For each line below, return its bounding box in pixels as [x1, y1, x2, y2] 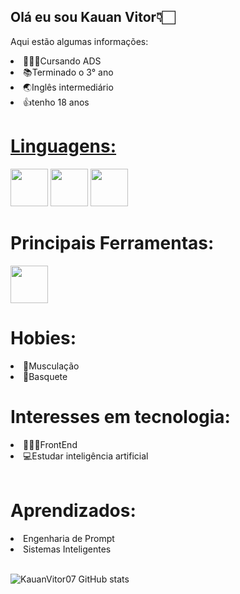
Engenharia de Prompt [23, 532, 115, 544]
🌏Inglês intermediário [23, 81, 114, 93]
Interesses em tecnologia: [10, 405, 231, 428]
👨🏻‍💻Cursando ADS [23, 55, 102, 67]
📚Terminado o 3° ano [23, 66, 114, 78]
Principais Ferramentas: [10, 231, 215, 254]
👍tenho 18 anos [23, 96, 90, 108]
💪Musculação [23, 360, 80, 372]
